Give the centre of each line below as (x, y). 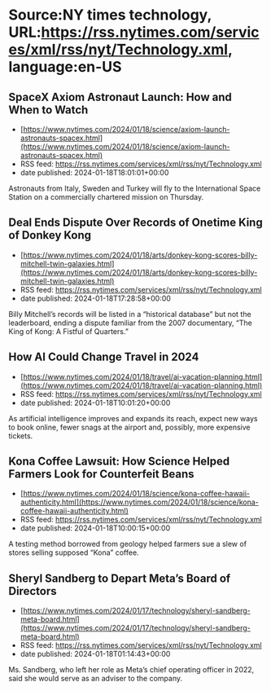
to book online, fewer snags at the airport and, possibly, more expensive (129, 427)
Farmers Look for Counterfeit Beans (101, 474)
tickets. (21, 436)
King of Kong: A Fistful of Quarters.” (68, 331)
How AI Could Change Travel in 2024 (104, 357)
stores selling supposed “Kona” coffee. (74, 552)
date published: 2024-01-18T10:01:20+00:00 (95, 403)
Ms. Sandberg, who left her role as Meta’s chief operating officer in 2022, (131, 670)
